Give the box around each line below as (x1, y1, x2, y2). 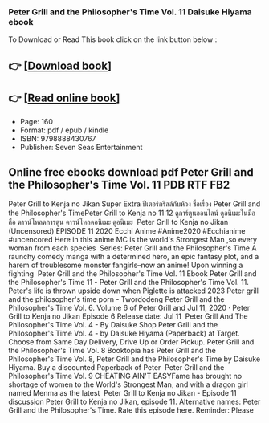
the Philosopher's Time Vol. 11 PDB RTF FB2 (8, 177, 230, 191)
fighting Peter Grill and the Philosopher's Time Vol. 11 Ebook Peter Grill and (8, 269, 257, 279)
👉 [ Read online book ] (8, 92, 120, 105)
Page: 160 (19, 116, 54, 126)
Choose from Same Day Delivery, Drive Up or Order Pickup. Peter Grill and (8, 337, 255, 347)
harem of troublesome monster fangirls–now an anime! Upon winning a (8, 260, 243, 270)
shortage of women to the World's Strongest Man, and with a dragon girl (8, 380, 249, 389)
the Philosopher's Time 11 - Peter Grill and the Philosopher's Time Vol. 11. (8, 278, 249, 287)
